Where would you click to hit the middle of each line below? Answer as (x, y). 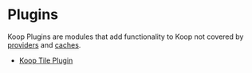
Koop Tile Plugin (46, 60)
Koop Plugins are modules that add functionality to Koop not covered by (126, 36)
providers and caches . (44, 44)
